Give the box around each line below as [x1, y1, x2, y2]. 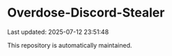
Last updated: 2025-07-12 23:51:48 [7, 28, 109, 36]
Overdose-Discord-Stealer [7, 5, 165, 21]
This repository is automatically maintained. [7, 41, 132, 49]
